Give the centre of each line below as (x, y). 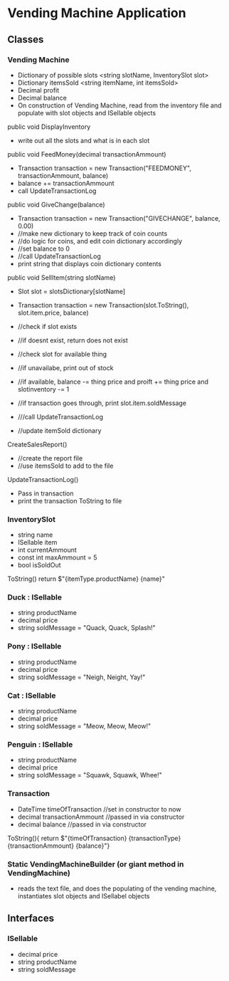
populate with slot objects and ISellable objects (87, 112)
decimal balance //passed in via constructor (82, 824)
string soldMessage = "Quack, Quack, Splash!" (86, 628)
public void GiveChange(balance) (56, 204)
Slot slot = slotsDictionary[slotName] (71, 291)
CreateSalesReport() (37, 444)
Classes (26, 40)
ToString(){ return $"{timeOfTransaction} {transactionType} (94, 838)
